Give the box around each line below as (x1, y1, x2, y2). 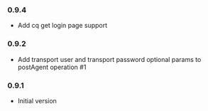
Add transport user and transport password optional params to (17, 55, 202, 63)
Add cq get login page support (17, 21, 108, 30)
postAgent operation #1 (17, 63, 87, 71)
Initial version (17, 96, 57, 105)
